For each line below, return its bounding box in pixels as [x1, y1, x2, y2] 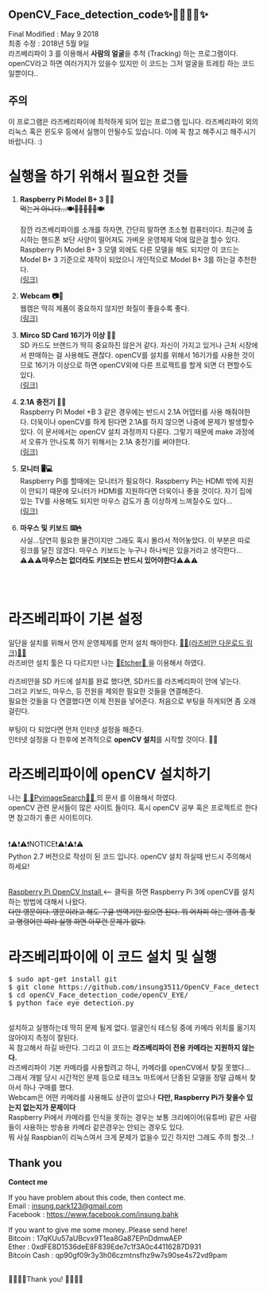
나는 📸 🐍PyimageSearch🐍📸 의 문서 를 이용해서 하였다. [8, 793, 177, 803]
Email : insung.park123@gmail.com [8, 1201, 123, 1211]
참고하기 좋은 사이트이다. [16, 813, 94, 823]
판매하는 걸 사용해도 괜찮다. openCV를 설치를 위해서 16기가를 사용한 [28, 350, 240, 359]
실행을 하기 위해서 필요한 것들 [8, 167, 188, 186]
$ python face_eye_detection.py [8, 999, 134, 1008]
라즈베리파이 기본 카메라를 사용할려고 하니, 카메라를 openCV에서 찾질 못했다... [8, 1063, 251, 1072]
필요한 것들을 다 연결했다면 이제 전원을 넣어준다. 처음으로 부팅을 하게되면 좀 [8, 696, 242, 706]
